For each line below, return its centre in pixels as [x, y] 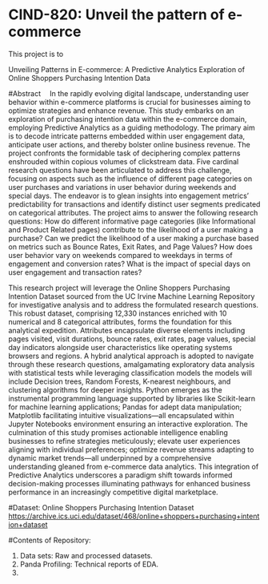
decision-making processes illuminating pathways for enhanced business [129, 483]
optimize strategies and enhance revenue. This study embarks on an [121, 111]
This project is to [36, 54]
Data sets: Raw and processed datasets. [86, 555]
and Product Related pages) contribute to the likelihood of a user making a [131, 229]
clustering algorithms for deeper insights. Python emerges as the [115, 389]
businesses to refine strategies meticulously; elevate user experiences [124, 441]
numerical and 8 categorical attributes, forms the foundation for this [120, 321]
